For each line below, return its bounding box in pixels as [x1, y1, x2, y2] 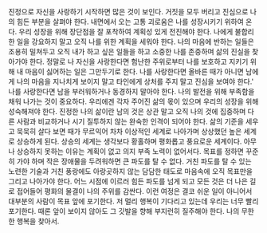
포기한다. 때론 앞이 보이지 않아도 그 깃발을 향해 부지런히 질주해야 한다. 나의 [8, 207, 240, 215]
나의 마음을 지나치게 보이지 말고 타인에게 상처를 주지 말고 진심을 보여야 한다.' [16, 77, 254, 86]
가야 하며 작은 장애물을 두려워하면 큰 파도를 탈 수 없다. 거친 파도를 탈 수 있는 [16, 156, 253, 166]
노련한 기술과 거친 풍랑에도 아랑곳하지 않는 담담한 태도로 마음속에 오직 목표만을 [8, 167, 253, 176]
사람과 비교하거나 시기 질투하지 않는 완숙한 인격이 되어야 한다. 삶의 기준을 [16, 116, 245, 126]
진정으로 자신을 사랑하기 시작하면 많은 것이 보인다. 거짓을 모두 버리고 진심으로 [8, 7, 249, 16]
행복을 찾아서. [16, 216, 60, 226]
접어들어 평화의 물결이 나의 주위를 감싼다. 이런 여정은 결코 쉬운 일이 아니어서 [16, 187, 253, 195]
